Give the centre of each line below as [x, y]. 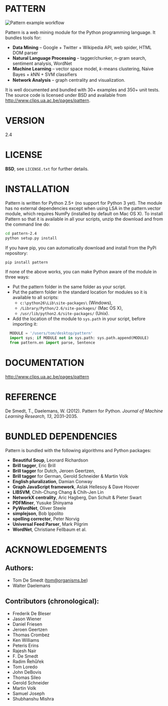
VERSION [25, 121]
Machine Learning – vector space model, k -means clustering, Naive [83, 69]
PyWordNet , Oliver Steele [39, 508]
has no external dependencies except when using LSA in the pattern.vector [83, 208]
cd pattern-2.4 [21, 233]
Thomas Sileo [27, 677]
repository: [17, 253]
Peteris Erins [26, 645]
